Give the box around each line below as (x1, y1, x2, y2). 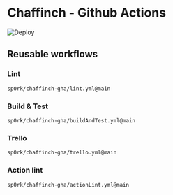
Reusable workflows (7, 48, 98, 60)
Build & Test (7, 101, 49, 111)
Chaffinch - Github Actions (7, 5, 166, 21)
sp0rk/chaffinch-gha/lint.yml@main (7, 85, 111, 92)
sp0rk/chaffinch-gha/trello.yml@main (7, 149, 117, 157)
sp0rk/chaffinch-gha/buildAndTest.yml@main (7, 117, 136, 124)
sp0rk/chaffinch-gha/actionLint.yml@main (7, 181, 130, 188)
